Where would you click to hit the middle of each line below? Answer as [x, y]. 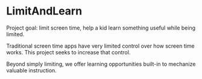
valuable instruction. [32, 70]
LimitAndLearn [44, 11]
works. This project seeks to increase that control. [68, 52]
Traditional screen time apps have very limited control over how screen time [100, 46]
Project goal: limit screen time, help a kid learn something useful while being [101, 28]
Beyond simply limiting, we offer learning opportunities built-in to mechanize [101, 64]
